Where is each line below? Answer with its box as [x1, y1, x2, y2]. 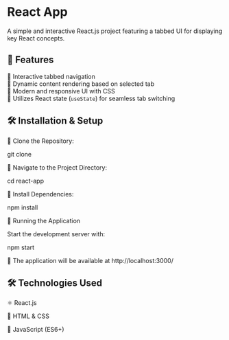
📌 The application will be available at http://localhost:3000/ [7, 256, 173, 264]
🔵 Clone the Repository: [7, 137, 74, 145]
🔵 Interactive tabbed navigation [7, 72, 96, 80]
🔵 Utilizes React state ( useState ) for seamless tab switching [7, 94, 176, 102]
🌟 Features [7, 54, 54, 66]
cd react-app [7, 177, 45, 185]
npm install [7, 203, 38, 212]
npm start [7, 243, 35, 251]
